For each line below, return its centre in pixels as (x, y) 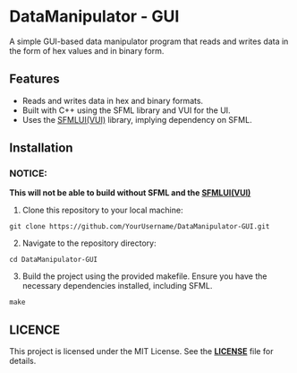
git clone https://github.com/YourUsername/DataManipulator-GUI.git (140, 227)
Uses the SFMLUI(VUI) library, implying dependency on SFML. (137, 119)
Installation (41, 148)
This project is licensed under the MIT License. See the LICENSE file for (141, 351)
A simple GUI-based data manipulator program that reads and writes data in (149, 41)
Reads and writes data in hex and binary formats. (113, 100)
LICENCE (35, 330)
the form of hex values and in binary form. (87, 50)
